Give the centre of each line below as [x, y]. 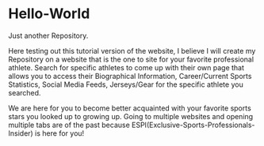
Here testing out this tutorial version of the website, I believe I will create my [132, 51]
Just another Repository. [48, 36]
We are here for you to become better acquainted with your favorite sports [130, 108]
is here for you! [59, 133]
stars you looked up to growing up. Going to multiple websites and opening [131, 116]
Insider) [21, 133]
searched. [25, 92]
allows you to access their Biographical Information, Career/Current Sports [130, 76]
